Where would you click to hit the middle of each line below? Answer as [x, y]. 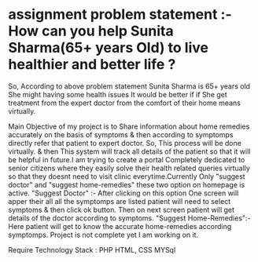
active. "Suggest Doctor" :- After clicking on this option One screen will [123, 193]
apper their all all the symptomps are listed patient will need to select [120, 201]
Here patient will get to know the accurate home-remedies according [120, 226]
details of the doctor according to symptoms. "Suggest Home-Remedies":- [129, 218]
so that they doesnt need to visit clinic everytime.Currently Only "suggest [127, 176]
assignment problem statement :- [120, 15]
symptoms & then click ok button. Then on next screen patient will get [121, 209]
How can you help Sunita [91, 31]
